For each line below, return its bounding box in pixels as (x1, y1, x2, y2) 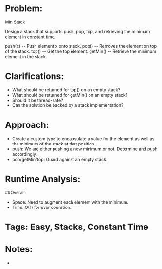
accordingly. (12, 151, 37, 157)
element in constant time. (5, 34, 56, 40)
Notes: (5, 244, 33, 255)
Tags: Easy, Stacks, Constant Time (5, 221, 149, 232)
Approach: (5, 120, 49, 131)
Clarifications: (5, 71, 64, 82)
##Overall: (5, 189, 26, 195)
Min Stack (5, 19, 25, 25)
